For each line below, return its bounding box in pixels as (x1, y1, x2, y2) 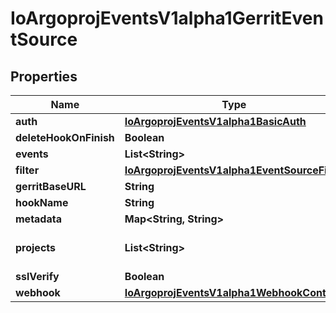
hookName (15, 196, 69, 209)
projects (15, 241, 57, 254)
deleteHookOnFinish (15, 131, 115, 144)
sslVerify (15, 270, 60, 283)
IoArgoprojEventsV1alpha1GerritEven (10, 7, 324, 30)
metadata (15, 212, 62, 226)
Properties (10, 68, 78, 85)
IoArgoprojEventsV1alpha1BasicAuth (124, 115, 307, 128)
